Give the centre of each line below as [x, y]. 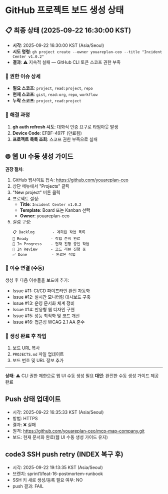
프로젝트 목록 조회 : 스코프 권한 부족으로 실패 [55, 139]
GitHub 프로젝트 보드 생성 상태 [64, 10]
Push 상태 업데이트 [33, 399]
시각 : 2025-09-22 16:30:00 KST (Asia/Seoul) [58, 45]
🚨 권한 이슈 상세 [23, 76]
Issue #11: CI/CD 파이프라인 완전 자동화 [51, 291]
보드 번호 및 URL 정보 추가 [38, 360]
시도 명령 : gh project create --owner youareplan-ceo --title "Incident [87, 51]
